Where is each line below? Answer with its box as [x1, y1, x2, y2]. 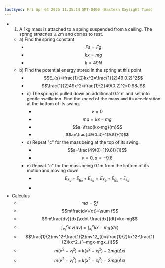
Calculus [11, 193, 30, 199]
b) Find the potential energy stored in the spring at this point [19, 67, 142, 73]
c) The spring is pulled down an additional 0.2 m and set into [26, 90, 150, 96]
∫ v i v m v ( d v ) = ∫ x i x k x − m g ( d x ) [61, 223, 119, 232]
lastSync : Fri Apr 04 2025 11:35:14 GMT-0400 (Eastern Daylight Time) [4, 7, 153, 12]
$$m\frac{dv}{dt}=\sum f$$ [61, 208, 119, 214]
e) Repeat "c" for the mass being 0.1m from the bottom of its [26, 162, 149, 168]
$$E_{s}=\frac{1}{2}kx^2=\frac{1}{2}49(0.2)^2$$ [43, 75, 143, 81]
